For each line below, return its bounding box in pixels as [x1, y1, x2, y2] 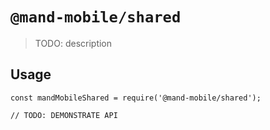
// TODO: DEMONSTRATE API [10, 110, 118, 120]
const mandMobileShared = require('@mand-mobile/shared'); [10, 93, 262, 103]
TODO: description [34, 37, 113, 49]
